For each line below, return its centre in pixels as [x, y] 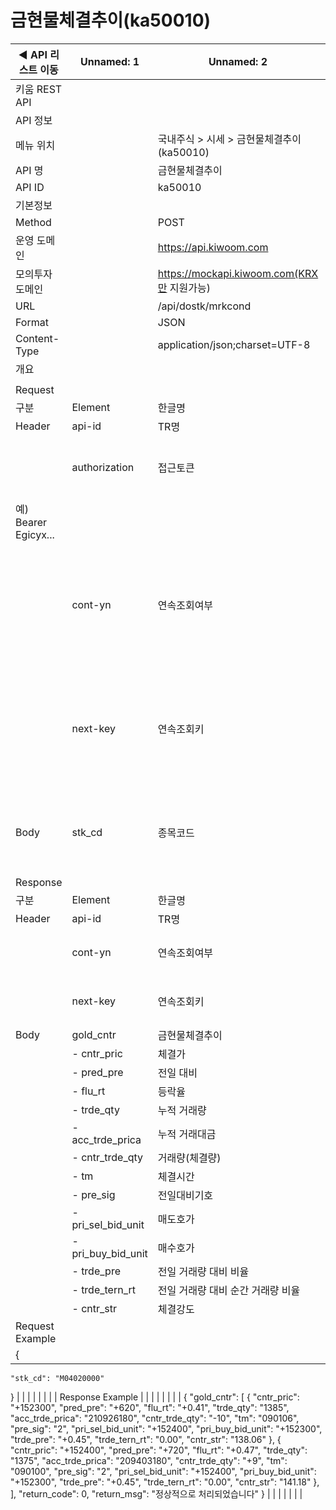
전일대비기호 [185, 1195]
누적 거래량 [182, 1110]
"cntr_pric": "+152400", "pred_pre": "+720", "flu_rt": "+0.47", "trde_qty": [159, 1450]
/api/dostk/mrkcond [204, 306]
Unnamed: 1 [110, 61]
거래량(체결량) [189, 1158]
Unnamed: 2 [238, 61]
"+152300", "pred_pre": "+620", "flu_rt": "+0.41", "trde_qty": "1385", [150, 1407]
